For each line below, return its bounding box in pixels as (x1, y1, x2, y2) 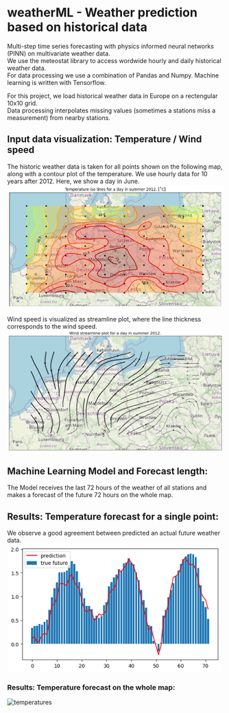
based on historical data (7, 19, 147, 35)
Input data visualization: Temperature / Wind (7, 134, 202, 145)
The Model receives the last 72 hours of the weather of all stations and (7, 483, 207, 492)
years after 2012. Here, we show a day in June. (7, 177, 140, 185)
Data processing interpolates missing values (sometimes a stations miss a (7, 106, 216, 114)
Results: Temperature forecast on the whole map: (7, 682, 176, 692)
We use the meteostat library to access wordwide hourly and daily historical (7, 56, 221, 64)
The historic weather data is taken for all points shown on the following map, (7, 162, 223, 171)
